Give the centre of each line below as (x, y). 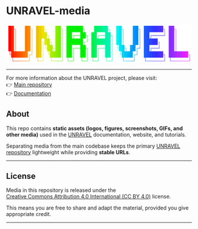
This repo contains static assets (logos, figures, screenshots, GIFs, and (95, 128)
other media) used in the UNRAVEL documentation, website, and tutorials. (96, 134)
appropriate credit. (29, 214)
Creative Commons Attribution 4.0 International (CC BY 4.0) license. (89, 197)
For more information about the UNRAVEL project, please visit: (82, 78)
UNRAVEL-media (48, 11)
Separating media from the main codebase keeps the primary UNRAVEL (93, 146)
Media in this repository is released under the (61, 190)
